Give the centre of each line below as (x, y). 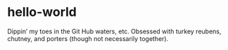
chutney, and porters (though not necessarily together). (88, 38)
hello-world (42, 12)
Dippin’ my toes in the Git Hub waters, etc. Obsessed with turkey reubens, (114, 31)
